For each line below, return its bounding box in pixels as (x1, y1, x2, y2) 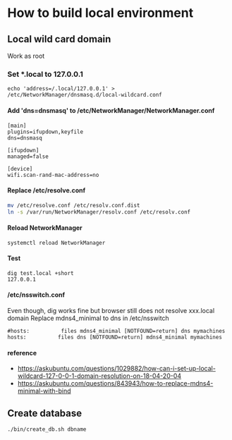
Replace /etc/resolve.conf (7, 186, 86, 195)
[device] (7, 165, 33, 172)
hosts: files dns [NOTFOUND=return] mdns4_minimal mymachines (7, 334, 222, 341)
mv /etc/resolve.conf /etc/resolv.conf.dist (7, 202, 140, 209)
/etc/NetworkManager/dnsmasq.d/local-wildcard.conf (7, 92, 162, 99)
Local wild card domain (7, 33, 111, 45)
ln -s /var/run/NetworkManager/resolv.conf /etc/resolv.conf (7, 208, 191, 216)
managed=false (7, 153, 49, 160)
